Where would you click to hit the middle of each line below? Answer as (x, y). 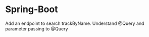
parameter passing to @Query (37, 28)
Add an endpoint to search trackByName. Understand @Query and (75, 23)
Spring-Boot (32, 9)
